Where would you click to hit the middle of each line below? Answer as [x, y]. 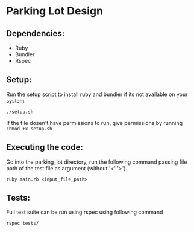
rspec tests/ [23, 224]
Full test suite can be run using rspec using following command [85, 212]
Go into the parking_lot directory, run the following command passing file [97, 162]
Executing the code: [45, 147]
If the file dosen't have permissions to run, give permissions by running [94, 123]
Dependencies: [36, 34]
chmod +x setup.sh [29, 129]
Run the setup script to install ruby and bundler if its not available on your [97, 94]
